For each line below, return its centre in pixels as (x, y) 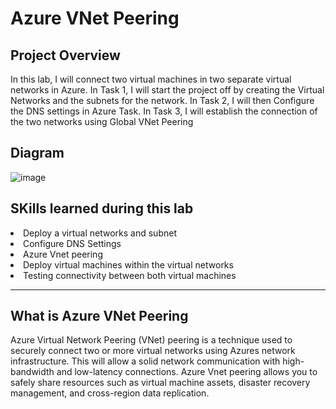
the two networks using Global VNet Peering (102, 121)
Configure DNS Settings (72, 243)
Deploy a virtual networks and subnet (100, 233)
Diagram (37, 153)
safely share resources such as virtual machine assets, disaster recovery (160, 383)
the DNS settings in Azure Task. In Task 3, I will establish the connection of (164, 111)
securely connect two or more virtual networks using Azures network (153, 351)
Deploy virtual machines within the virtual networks (128, 264)
